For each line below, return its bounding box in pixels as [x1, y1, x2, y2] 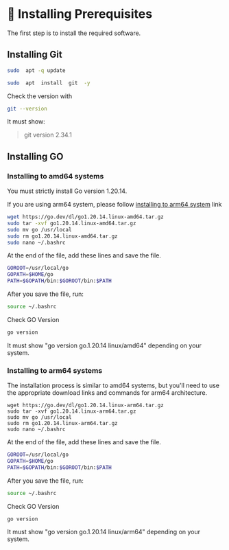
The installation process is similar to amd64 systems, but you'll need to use [7, 381, 219, 390]
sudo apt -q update [7, 67, 67, 74]
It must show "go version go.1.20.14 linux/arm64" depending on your [7, 528, 201, 536]
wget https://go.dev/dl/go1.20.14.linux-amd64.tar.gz [7, 214, 165, 220]
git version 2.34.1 [23, 130, 72, 139]
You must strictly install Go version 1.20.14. [7, 187, 128, 195]
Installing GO [7, 150, 64, 162]
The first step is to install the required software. [7, 29, 141, 37]
